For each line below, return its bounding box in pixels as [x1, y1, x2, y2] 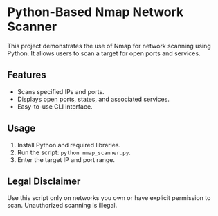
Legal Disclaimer [7, 175, 81, 187]
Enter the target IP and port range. [17, 155, 116, 163]
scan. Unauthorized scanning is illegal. [7, 201, 118, 210]
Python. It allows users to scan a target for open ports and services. [7, 49, 201, 57]
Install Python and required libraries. [17, 141, 121, 149]
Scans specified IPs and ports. [17, 87, 105, 96]
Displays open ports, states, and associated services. [17, 95, 170, 103]
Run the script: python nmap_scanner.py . [17, 148, 131, 156]
